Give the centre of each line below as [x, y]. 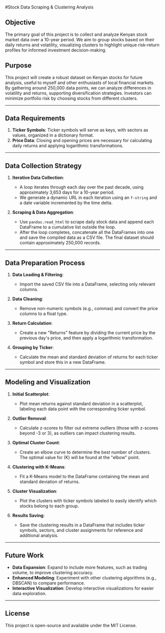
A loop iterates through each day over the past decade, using [82, 187]
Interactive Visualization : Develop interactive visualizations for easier [83, 588]
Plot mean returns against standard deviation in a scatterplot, [81, 403]
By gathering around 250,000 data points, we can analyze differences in [78, 87]
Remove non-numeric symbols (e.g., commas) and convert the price [89, 309]
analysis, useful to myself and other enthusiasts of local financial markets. [80, 83]
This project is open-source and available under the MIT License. [71, 625]
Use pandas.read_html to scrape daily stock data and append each [87, 222]
